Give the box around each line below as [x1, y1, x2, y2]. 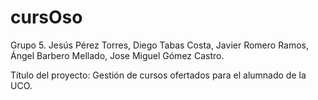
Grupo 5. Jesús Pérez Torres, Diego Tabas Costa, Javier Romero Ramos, [10, 39, 310, 51]
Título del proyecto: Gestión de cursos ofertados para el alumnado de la [10, 69, 307, 81]
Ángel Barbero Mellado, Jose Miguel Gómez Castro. [10, 49, 225, 61]
